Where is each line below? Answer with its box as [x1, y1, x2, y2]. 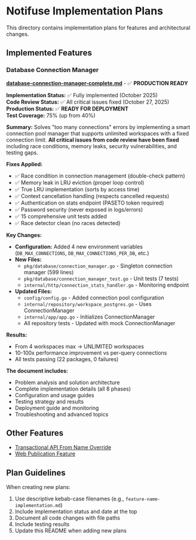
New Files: [14, 256, 42, 263]
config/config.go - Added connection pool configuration [23, 294, 164, 301]
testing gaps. [6, 149, 39, 156]
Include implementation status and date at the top [14, 508, 137, 515]
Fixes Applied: [6, 160, 43, 167]
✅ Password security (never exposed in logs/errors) [14, 206, 143, 213]
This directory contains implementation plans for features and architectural [6, 24, 191, 31]
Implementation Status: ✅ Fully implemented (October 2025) [6, 91, 158, 98]
